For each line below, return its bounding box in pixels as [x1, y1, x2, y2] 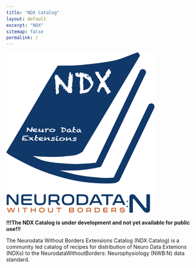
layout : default [6, 16, 46, 22]
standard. [6, 255, 30, 263]
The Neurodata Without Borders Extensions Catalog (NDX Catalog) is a [6, 236, 180, 244]
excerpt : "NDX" [6, 22, 44, 28]
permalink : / [6, 35, 39, 41]
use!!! [6, 225, 21, 232]
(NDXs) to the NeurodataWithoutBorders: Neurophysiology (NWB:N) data [6, 249, 185, 257]
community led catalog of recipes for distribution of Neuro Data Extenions [6, 243, 187, 250]
